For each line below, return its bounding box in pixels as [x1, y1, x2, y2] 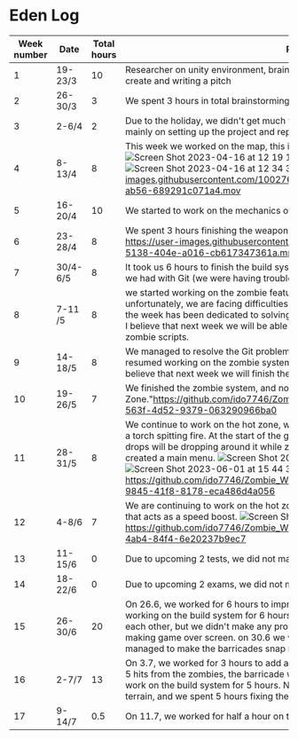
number [13, 48, 48, 60]
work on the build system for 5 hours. [125, 679, 281, 691]
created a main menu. [125, 452, 216, 464]
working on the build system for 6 [125, 609, 266, 621]
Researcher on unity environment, [125, 63, 266, 75]
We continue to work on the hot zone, [125, 418, 281, 430]
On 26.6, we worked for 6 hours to [125, 598, 270, 610]
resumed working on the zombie [125, 356, 260, 368]
